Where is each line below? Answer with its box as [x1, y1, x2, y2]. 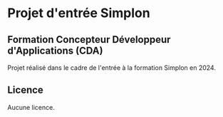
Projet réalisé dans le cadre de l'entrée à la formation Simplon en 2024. [7, 63, 216, 72]
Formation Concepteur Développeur [7, 34, 171, 46]
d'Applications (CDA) [7, 44, 103, 56]
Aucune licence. [7, 103, 55, 111]
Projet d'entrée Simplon [7, 5, 151, 21]
